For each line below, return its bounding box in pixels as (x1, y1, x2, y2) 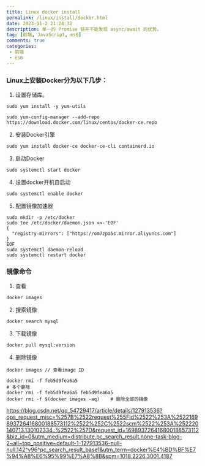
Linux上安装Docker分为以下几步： (6, 76, 108, 85)
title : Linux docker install (6, 9, 81, 15)
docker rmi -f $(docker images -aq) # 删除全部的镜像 (6, 396, 148, 402)
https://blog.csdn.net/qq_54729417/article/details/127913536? (6, 407, 163, 414)
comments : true (6, 37, 45, 44)
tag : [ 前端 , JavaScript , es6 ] (6, 32, 81, 38)
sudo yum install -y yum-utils (6, 103, 86, 109)
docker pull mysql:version (6, 342, 75, 348)
